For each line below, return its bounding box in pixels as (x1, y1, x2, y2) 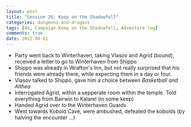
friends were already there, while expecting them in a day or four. (14, 71, 172, 77)
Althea (14, 83, 31, 90)
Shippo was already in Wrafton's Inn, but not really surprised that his (14, 64, 180, 71)
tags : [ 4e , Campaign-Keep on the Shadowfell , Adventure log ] (6, 25, 158, 31)
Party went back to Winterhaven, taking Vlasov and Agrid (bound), (14, 52, 175, 59)
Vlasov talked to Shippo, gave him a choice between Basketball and (14, 77, 178, 84)
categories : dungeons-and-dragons (6, 19, 91, 25)
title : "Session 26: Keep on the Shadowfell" (6, 14, 119, 20)
